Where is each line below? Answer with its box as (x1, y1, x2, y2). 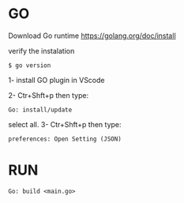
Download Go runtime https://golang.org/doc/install (8, 31, 176, 40)
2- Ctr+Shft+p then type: (8, 90, 89, 100)
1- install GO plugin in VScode (8, 75, 105, 85)
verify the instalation (8, 46, 75, 55)
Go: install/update (8, 106, 73, 114)
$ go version (8, 61, 51, 70)
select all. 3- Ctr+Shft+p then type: (8, 119, 122, 129)
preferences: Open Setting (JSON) (8, 135, 122, 143)
